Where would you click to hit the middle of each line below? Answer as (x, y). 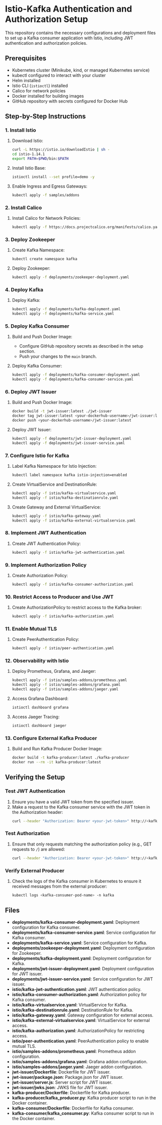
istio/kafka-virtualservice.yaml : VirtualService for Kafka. (70, 1004)
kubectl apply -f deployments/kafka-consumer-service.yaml (73, 379)
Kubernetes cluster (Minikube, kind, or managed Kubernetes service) (81, 70)
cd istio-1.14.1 (28, 154)
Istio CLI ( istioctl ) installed (40, 86)
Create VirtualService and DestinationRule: (55, 484)
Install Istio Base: (29, 168)
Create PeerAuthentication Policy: (46, 639)
